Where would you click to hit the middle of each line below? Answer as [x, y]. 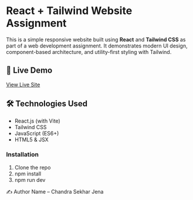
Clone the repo [33, 167]
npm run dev [30, 179]
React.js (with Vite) [37, 121]
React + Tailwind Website [69, 11]
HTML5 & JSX [31, 140]
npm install [28, 174]
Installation [23, 155]
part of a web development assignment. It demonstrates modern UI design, [97, 46]
